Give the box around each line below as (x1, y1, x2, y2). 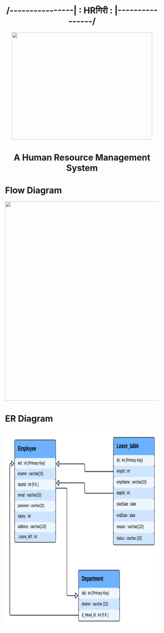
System (66, 162, 98, 174)
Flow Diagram (5, 185, 62, 196)
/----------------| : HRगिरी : (6, 5, 113, 16)
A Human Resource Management (14, 152, 150, 163)
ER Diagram (5, 413, 53, 424)
